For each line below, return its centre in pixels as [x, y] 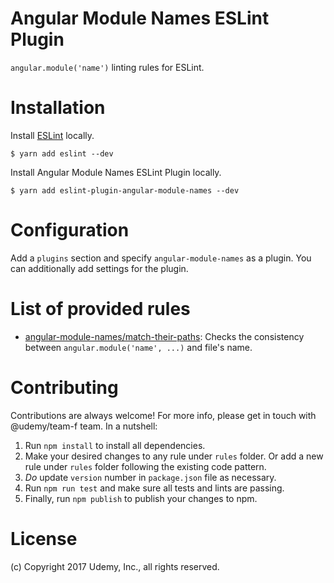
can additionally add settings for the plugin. [99, 268]
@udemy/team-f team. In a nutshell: [84, 426]
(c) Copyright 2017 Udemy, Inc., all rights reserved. [115, 566]
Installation [58, 108]
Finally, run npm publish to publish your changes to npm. [141, 498]
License [44, 538]
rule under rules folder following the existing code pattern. [145, 466]
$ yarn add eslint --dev [62, 153]
